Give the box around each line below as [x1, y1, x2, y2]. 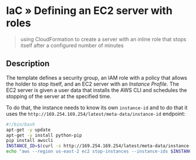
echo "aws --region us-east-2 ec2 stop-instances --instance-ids [6, 148, 168, 155]
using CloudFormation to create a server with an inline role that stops [20, 35, 187, 42]
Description [6, 59, 50, 69]
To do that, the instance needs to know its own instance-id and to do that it [6, 104, 188, 111]
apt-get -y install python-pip [6, 132, 82, 138]
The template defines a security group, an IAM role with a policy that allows [6, 74, 188, 81]
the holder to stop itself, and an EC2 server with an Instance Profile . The [6, 80, 179, 87]
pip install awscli [6, 138, 54, 144]
